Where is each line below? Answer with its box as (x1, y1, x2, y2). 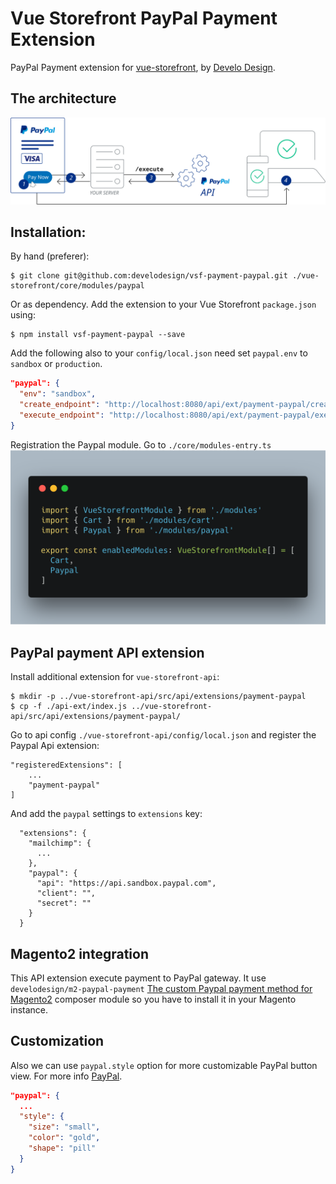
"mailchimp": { (28, 838, 92, 849)
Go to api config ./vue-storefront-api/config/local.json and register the (10, 729, 317, 741)
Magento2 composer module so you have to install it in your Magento (10, 993, 297, 1005)
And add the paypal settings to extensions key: (10, 808, 203, 820)
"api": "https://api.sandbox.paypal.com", (36, 878, 217, 889)
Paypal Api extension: (10, 740, 100, 752)
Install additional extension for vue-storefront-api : (10, 671, 220, 683)
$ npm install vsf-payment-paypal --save (10, 330, 186, 340)
